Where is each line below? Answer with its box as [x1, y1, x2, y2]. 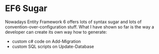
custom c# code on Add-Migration [12, 38, 81, 44]
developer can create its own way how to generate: [5, 29, 107, 35]
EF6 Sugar [5, 3, 47, 14]
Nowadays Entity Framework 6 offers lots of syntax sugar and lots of [5, 19, 142, 25]
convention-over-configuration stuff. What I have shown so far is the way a [5, 24, 155, 29]
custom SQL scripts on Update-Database [12, 43, 94, 49]
